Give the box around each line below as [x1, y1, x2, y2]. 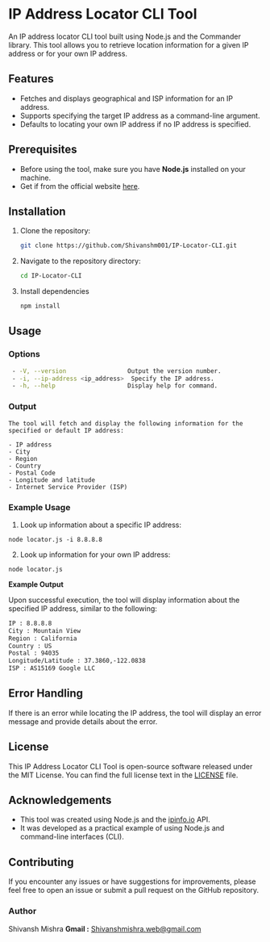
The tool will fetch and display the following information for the [8, 419, 243, 428]
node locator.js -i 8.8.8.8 [8, 535, 103, 543]
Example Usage [8, 501, 71, 513]
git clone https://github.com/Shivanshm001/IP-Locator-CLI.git [19, 241, 238, 250]
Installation [8, 204, 66, 218]
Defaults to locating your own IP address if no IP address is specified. [19, 119, 251, 129]
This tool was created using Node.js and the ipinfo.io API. [19, 814, 211, 824]
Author [8, 906, 37, 917]
